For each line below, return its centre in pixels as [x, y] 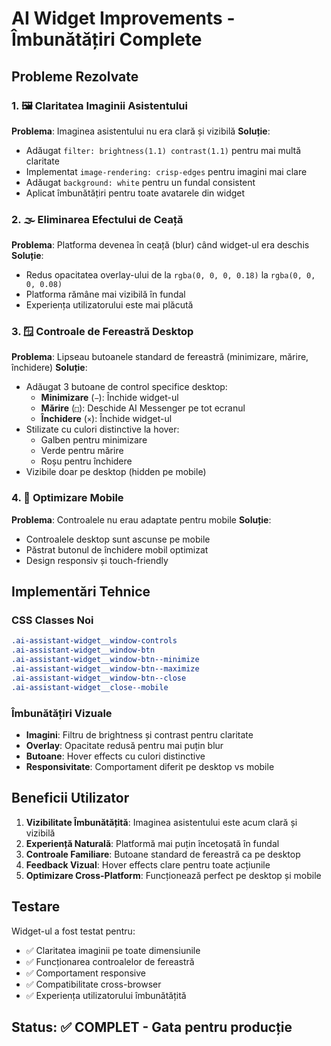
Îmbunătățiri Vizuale [62, 713]
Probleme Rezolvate [75, 76]
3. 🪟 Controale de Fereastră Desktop [102, 332]
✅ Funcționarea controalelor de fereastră [110, 961]
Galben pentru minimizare [94, 440]
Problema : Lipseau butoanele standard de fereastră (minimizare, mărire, [160, 357]
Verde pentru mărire [82, 451]
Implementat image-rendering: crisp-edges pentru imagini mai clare [166, 171]
